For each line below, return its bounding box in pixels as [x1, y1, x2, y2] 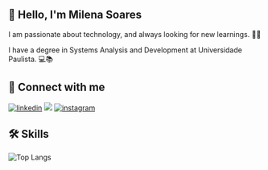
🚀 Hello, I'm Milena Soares [8, 8, 142, 22]
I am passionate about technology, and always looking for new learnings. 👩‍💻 [8, 29, 262, 39]
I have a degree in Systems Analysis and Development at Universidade [8, 45, 243, 55]
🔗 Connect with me [8, 81, 105, 94]
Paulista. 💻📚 [8, 54, 54, 64]
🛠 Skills [8, 127, 50, 141]
